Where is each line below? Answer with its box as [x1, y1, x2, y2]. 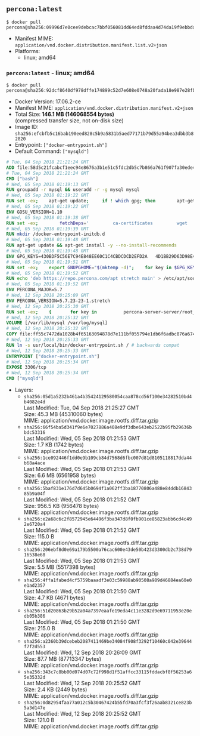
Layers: [14, 386, 33, 393]
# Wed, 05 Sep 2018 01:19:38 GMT [6, 214, 89, 220]
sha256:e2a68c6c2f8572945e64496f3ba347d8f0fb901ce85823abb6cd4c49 [23, 516, 192, 522]
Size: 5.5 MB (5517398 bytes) [23, 563, 96, 571]
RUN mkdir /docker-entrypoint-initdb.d [6, 231, 105, 238]
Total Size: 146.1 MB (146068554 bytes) [14, 110, 114, 118]
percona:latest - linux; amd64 [6, 69, 95, 77]
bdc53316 [23, 430, 46, 436]
